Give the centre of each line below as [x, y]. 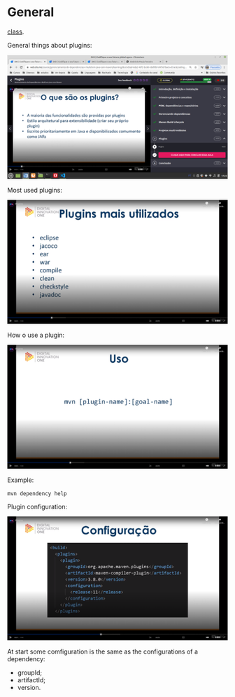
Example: [21, 480]
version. [29, 687]
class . [16, 32]
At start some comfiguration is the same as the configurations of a [102, 651]
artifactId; [31, 679]
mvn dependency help [37, 494]
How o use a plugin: [36, 335]
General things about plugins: [50, 45]
